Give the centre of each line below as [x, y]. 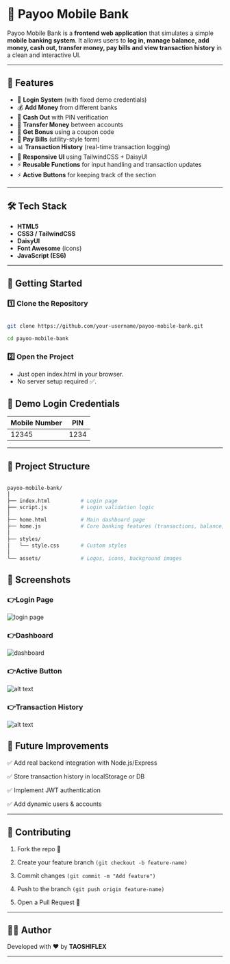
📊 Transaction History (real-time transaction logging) [93, 146]
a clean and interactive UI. [44, 55]
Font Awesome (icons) [49, 248]
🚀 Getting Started [45, 283]
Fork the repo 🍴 [39, 849]
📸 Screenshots [39, 580]
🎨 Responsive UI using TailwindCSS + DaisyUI [82, 157]
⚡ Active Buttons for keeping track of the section [86, 175]
